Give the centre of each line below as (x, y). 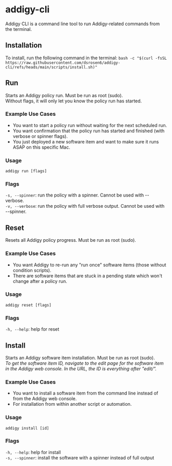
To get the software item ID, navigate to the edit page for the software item (85, 363)
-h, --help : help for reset (32, 329)
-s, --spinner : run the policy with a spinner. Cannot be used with (75, 195)
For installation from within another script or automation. (72, 404)
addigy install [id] (27, 428)
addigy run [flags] (26, 171)
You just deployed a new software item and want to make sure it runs (86, 141)
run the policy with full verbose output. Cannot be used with (101, 206)
